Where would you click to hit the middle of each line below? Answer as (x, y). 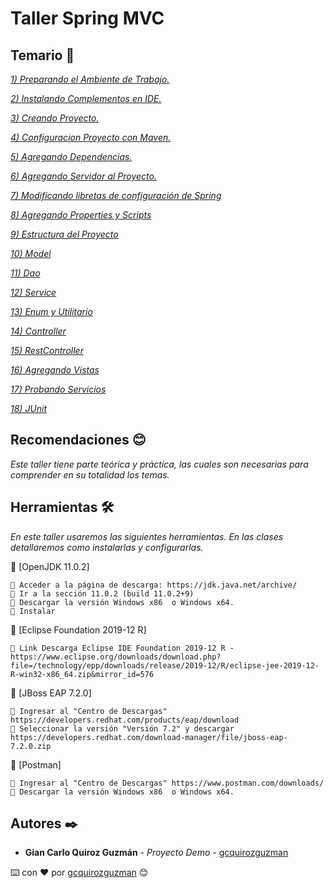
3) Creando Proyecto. (55, 118)
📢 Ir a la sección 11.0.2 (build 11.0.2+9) (102, 593)
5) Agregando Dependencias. (71, 156)
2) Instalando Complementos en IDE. (86, 98)
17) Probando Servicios (58, 389)
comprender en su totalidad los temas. (90, 474)
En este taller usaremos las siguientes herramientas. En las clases (147, 536)
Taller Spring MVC (87, 18)
